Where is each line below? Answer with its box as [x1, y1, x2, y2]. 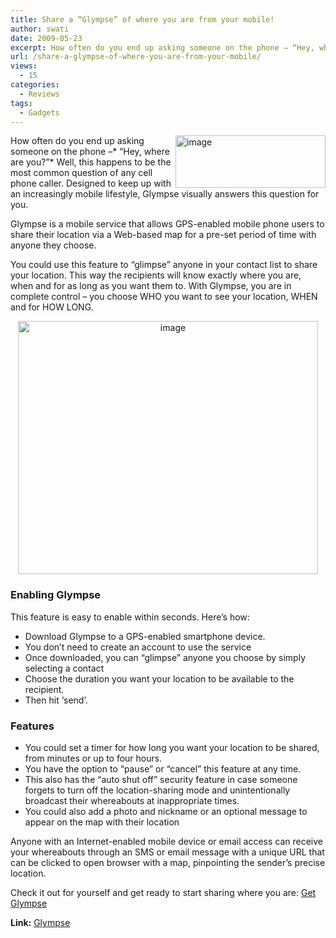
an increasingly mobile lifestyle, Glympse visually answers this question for [10, 188, 320, 200]
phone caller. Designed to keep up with [10, 177, 172, 190]
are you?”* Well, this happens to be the [10, 156, 172, 168]
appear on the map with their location [24, 816, 180, 828]
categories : [10, 80, 60, 90]
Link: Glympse [10, 916, 71, 928]
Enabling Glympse [10, 588, 102, 602]
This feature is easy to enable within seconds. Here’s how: [10, 611, 250, 623]
